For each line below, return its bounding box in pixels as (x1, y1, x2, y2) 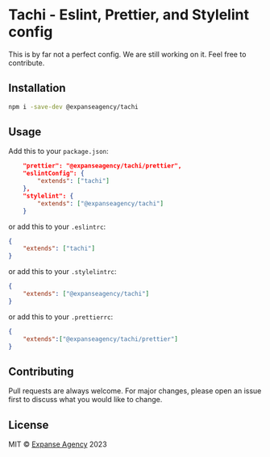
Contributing (8, 364, 74, 378)
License (8, 418, 49, 432)
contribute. (8, 58, 45, 68)
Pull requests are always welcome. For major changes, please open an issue (8, 386, 262, 396)
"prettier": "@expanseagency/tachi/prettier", (23, 162, 182, 170)
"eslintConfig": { (23, 169, 85, 178)
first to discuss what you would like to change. (8, 395, 163, 405)
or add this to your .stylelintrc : (8, 267, 117, 276)
